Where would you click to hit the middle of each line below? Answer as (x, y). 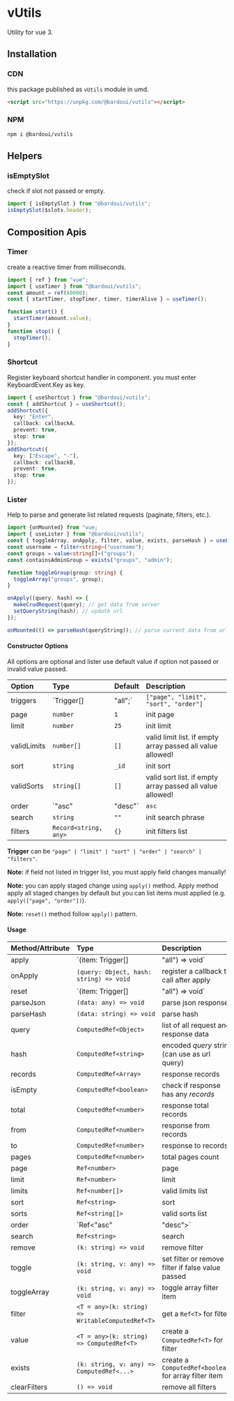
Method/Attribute (40, 948)
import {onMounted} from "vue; (53, 528)
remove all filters (189, 1387)
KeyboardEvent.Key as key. (46, 384)
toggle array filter (190, 1288)
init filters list (167, 831)
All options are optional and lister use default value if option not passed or (113, 661)
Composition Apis (47, 232)
